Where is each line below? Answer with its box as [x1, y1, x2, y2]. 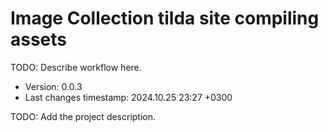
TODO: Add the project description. [10, 110, 157, 122]
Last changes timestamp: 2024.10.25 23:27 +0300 [24, 91, 233, 103]
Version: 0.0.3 [24, 80, 83, 92]
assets [10, 28, 68, 51]
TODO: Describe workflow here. [10, 61, 142, 73]
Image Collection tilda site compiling [10, 7, 320, 30]
